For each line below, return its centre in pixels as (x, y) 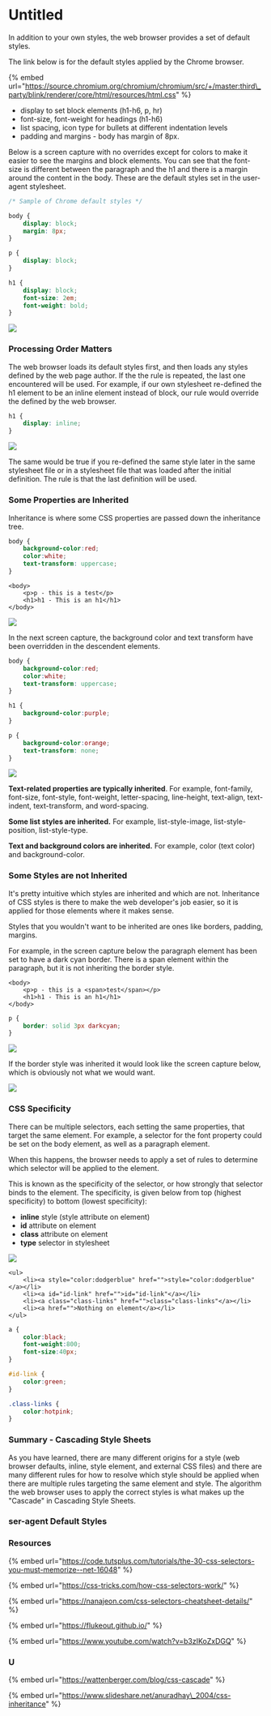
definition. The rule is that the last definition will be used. (103, 479)
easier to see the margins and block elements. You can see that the (121, 161)
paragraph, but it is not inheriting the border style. (91, 967)
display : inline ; (52, 423)
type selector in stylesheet (65, 1242)
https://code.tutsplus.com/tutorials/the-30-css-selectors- (158, 1561)
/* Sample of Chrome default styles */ (76, 201)
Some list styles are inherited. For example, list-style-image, (110, 822)
